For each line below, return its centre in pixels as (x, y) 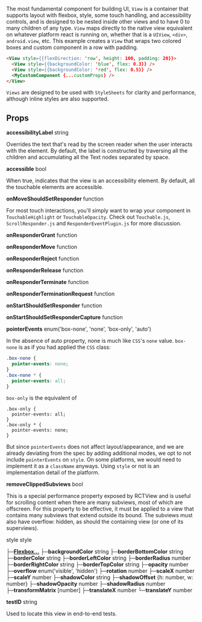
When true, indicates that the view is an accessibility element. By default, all (100, 180)
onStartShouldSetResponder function (54, 306)
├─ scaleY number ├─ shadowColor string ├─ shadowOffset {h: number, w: (100, 577)
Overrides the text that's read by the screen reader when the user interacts (99, 144)
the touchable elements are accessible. (55, 187)
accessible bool (27, 169)
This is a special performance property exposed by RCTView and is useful (99, 496)
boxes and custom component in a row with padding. (72, 47)
